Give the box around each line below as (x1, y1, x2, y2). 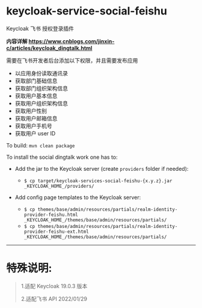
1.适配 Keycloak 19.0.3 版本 (20, 282, 88, 289)
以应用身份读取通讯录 (14, 69, 68, 76)
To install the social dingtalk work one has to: (6, 153, 118, 161)
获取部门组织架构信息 (14, 84, 68, 91)
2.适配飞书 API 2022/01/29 (20, 295, 87, 302)
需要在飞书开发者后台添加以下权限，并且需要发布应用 (6, 57, 138, 64)
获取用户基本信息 (14, 92, 58, 99)
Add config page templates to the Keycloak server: (14, 194, 141, 201)
